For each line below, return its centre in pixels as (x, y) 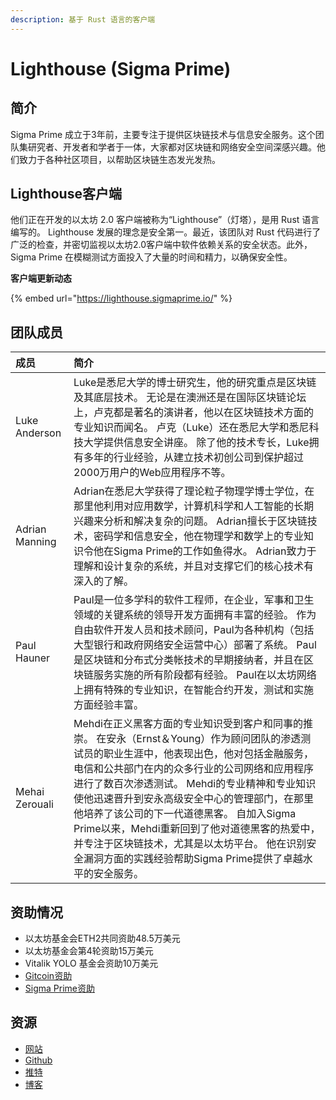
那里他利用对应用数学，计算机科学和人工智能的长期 (194, 506)
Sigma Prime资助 (59, 988)
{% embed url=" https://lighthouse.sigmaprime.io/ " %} (121, 298)
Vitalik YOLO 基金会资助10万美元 (91, 963)
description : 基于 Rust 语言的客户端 (83, 19)
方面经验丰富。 (109, 705)
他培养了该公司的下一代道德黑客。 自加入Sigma (185, 814)
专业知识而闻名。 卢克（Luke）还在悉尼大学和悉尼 (191, 428)
